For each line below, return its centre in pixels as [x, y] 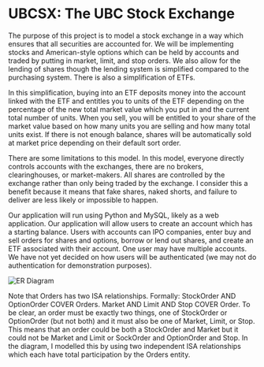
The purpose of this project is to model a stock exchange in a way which [126, 35]
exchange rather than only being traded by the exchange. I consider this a [128, 183]
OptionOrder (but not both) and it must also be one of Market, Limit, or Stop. [132, 321]
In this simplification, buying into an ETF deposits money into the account [127, 92]
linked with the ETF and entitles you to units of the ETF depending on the [126, 101]
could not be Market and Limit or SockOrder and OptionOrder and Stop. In [128, 337]
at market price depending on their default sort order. [95, 143]
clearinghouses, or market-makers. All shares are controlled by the [117, 175]
